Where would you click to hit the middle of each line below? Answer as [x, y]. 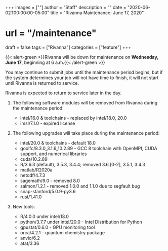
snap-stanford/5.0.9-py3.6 [48, 191]
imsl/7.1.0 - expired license [48, 123]
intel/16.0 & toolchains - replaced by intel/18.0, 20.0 [73, 118]
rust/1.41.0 [31, 197]
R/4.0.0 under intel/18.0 [45, 216]
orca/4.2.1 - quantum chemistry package [62, 232]
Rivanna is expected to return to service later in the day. [64, 93]
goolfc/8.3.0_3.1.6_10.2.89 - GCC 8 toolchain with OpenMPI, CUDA [89, 148]
